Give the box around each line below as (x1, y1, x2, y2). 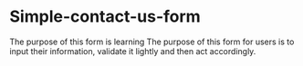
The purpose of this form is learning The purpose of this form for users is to (9, 36, 295, 47)
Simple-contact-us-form (9, 6, 201, 27)
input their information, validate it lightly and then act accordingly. (9, 45, 256, 56)
